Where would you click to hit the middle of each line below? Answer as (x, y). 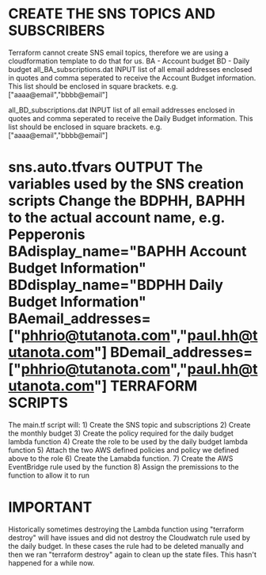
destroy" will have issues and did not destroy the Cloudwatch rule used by (129, 537)
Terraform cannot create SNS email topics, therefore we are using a (118, 52)
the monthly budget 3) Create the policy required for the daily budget (121, 433)
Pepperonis (47, 235)
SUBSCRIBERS (57, 30)
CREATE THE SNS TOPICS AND (112, 14)
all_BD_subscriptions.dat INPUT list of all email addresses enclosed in (122, 110)
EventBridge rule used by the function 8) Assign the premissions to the (123, 466)
